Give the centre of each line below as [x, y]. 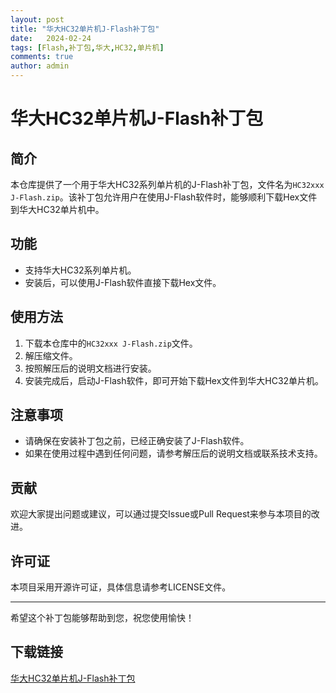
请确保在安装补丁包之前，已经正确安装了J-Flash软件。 [137, 441]
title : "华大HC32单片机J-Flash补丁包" [85, 29]
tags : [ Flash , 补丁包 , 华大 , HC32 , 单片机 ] [87, 47]
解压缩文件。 [51, 355]
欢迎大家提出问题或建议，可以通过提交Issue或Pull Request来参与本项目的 [161, 514]
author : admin [40, 66]
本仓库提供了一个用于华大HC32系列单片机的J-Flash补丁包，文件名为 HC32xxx [167, 184]
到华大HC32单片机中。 [57, 209]
